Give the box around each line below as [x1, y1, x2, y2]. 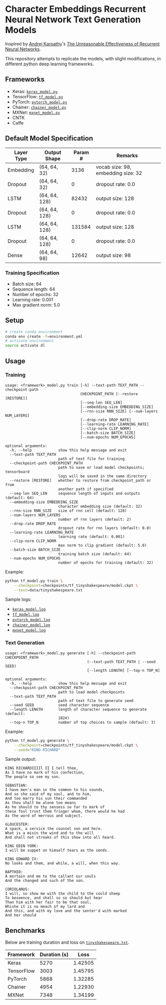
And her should [5, 913, 37, 918]
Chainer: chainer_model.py [12, 104, 67, 110]
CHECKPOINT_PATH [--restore [80, 392, 138, 396]
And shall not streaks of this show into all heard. [5, 835, 116, 840]
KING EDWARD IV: [5, 857, 39, 862]
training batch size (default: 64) [58, 551, 132, 557]
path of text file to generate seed [58, 698, 134, 703]
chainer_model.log [12, 623, 50, 628]
